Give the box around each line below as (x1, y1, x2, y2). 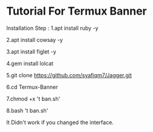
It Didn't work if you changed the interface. (6, 119, 114, 126)
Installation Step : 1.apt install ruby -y (6, 24, 99, 32)
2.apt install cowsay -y (6, 36, 63, 43)
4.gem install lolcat (6, 60, 53, 67)
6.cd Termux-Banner (6, 83, 58, 91)
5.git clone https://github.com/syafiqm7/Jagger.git (6, 71, 132, 78)
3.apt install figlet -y (6, 47, 56, 55)
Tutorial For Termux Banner (6, 4, 148, 18)
